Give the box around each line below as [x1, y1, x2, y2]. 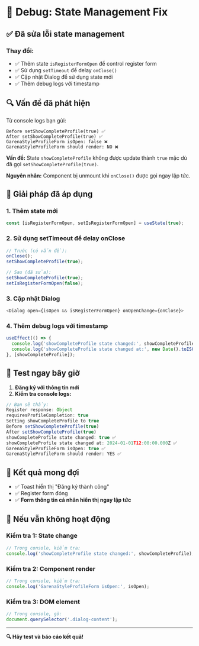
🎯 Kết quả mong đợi [6, 467, 79, 477]
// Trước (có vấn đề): [6, 248, 68, 254]
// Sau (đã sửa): [6, 269, 52, 276]
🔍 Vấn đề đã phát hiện [6, 98, 91, 108]
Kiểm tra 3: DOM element [6, 597, 80, 606]
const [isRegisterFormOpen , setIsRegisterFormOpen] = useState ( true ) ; [6, 220, 184, 227]
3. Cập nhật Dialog [6, 294, 60, 302]
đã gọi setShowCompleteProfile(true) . [6, 160, 99, 167]
